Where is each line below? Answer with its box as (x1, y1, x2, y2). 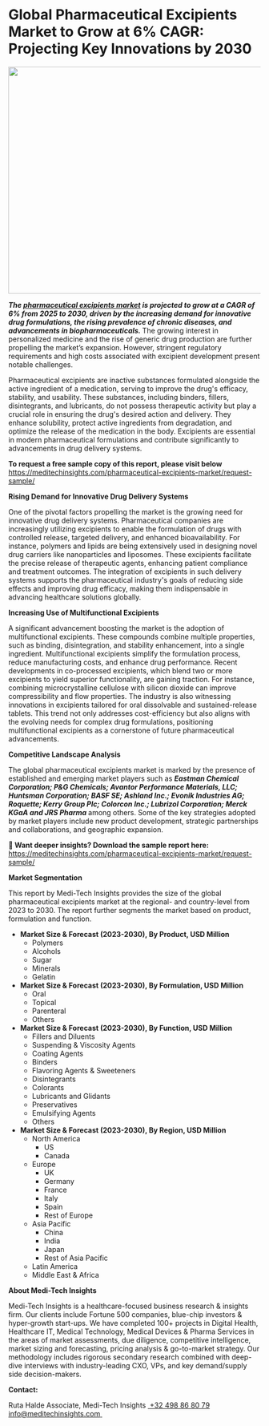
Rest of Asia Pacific (43, 1253, 108, 1262)
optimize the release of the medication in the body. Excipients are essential (8, 426, 256, 436)
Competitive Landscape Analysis (8, 749, 122, 759)
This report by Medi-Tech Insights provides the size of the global (8, 888, 222, 898)
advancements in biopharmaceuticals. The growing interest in (8, 325, 219, 335)
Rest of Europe (43, 1210, 94, 1220)
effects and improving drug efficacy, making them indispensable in (8, 584, 228, 593)
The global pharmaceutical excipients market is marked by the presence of (8, 765, 255, 774)
